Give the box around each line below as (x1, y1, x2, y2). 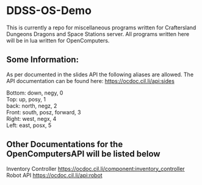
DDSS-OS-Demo (6, 4, 92, 18)
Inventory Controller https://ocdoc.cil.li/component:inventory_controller (6, 165, 185, 172)
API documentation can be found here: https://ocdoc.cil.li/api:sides (6, 77, 175, 84)
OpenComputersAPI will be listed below (6, 149, 161, 159)
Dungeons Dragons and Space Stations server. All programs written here (6, 30, 190, 37)
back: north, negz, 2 (6, 102, 57, 109)
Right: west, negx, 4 (6, 115, 57, 122)
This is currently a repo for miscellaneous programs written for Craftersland (6, 24, 197, 31)
